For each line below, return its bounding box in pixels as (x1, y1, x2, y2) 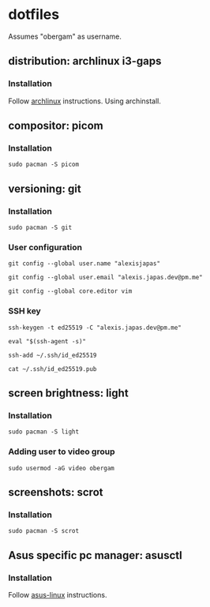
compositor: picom (8, 119, 104, 133)
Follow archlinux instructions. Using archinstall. (8, 96, 162, 106)
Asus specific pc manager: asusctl (8, 549, 183, 562)
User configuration (8, 242, 83, 253)
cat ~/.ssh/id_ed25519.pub (8, 365, 97, 373)
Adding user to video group (8, 446, 115, 457)
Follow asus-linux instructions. (8, 590, 107, 599)
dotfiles (8, 6, 60, 24)
